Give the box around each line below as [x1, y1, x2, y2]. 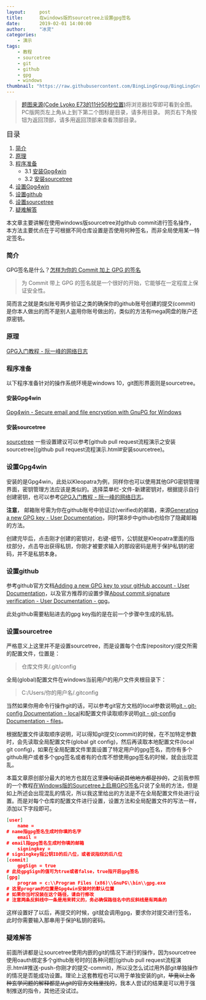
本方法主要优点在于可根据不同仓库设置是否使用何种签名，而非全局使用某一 [6, 227, 194, 234]
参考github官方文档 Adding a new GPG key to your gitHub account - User [6, 581, 190, 589]
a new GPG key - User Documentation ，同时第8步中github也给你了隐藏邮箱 [6, 514, 197, 521]
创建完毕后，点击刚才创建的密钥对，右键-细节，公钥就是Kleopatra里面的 [6, 535, 189, 542]
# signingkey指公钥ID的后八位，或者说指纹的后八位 [6, 851, 123, 858]
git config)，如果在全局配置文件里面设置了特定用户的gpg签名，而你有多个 [6, 746, 193, 753]
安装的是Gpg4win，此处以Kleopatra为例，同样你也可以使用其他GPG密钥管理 [6, 478, 200, 485]
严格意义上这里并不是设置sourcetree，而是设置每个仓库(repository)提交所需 [6, 642, 198, 649]
